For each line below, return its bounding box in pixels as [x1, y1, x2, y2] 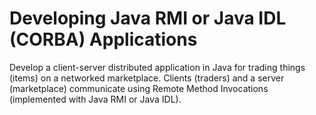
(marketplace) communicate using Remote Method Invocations [9, 82, 269, 94]
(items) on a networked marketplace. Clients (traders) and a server [9, 72, 285, 84]
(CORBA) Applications [9, 28, 198, 51]
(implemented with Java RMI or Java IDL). [9, 93, 182, 105]
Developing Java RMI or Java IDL [9, 7, 287, 30]
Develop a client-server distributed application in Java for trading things [9, 61, 306, 73]
